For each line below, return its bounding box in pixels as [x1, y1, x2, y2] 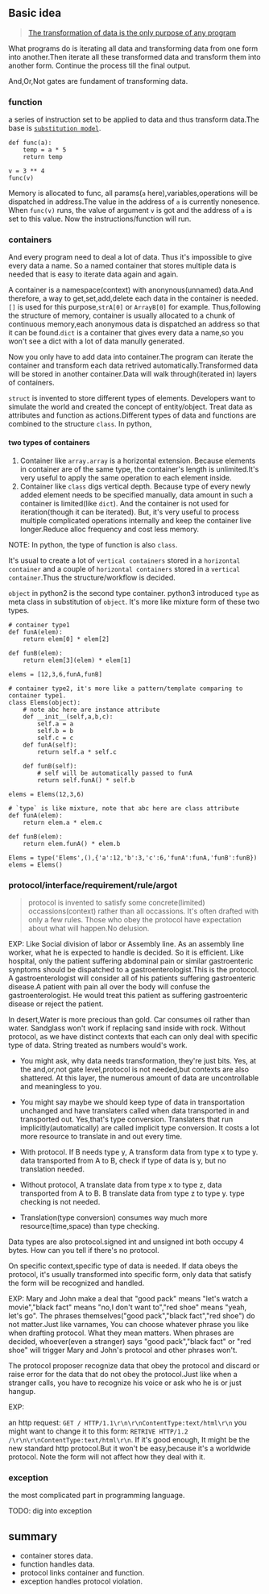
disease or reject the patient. [8, 999, 104, 1009]
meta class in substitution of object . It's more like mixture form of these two [8, 597, 260, 606]
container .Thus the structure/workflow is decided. [8, 572, 176, 582]
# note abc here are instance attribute [23, 705, 160, 714]
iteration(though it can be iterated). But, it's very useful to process [19, 507, 240, 517]
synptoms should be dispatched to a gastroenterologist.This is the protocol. [8, 964, 259, 974]
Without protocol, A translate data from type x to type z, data [19, 1180, 222, 1189]
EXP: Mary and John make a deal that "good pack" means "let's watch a [8, 1293, 248, 1303]
